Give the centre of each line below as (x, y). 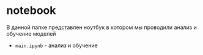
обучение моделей (31, 33)
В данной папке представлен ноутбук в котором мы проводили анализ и (102, 27)
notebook (31, 11)
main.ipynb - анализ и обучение (56, 45)
